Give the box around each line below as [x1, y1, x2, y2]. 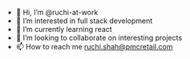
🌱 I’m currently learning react [15, 25, 112, 33]
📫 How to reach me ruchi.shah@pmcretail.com [15, 42, 173, 51]
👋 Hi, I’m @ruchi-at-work [15, 8, 99, 17]
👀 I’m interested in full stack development [15, 16, 153, 26]
